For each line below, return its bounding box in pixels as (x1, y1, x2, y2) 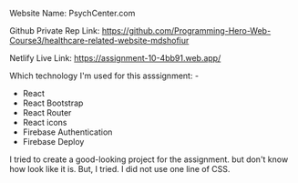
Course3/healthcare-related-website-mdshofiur (9, 36, 190, 46)
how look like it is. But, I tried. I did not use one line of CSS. (9, 164, 231, 174)
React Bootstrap (22, 97, 84, 108)
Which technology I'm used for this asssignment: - (9, 70, 199, 81)
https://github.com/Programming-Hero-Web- (101, 25, 272, 36)
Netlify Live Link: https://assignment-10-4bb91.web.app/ (9, 53, 221, 63)
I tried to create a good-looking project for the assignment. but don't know (9, 154, 289, 165)
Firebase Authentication (22, 127, 113, 137)
